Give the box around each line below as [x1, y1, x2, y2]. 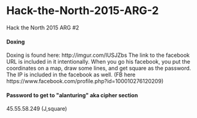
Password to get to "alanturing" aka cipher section [6, 91, 138, 98]
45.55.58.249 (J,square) [6, 105, 67, 112]
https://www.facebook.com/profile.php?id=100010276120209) [6, 78, 164, 85]
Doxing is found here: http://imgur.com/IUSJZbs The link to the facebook [6, 51, 190, 59]
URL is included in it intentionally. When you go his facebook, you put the [6, 58, 191, 65]
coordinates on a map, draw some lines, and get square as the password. [6, 65, 191, 72]
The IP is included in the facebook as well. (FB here [6, 71, 136, 78]
